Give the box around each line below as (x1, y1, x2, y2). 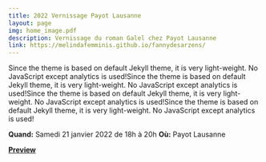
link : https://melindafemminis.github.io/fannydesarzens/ (8, 41, 206, 49)
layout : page (8, 19, 52, 27)
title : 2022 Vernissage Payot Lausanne (8, 11, 142, 20)
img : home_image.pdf (8, 26, 78, 34)
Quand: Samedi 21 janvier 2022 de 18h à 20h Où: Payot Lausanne (8, 129, 226, 140)
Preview (8, 145, 36, 155)
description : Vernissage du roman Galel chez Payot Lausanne (8, 34, 217, 42)
